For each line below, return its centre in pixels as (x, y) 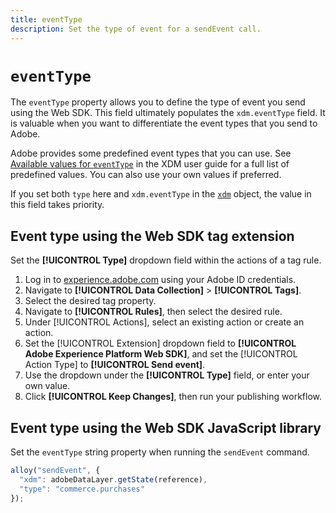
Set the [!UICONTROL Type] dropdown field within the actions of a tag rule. (166, 260)
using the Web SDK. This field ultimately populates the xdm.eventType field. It (168, 113)
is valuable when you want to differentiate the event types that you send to (164, 123)
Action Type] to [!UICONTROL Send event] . (115, 365)
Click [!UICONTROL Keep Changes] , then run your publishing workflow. (173, 397)
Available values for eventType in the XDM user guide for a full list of (150, 164)
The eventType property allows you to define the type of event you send (158, 102)
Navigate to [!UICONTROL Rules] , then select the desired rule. (153, 312)
